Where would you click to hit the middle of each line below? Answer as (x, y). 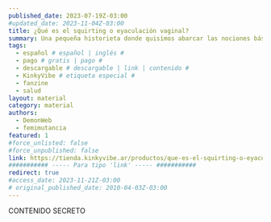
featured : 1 (28, 135)
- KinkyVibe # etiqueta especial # (75, 76)
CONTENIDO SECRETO (47, 211)
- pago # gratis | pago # (59, 61)
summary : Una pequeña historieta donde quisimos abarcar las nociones (129, 38)
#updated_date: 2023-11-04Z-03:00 (67, 23)
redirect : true (34, 173)
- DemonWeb (34, 121)
